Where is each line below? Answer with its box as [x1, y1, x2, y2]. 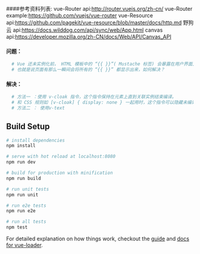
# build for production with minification [6, 170, 113, 176]
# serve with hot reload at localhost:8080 [6, 154, 116, 160]
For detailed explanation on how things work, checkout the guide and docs [6, 235, 189, 243]
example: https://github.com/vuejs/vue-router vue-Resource [6, 12, 154, 19]
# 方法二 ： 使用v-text [11, 105, 65, 111]
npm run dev [6, 159, 36, 165]
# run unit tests [6, 186, 49, 192]
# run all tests [6, 219, 46, 225]
